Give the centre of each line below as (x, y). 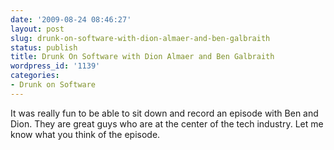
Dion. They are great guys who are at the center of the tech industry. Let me (167, 123)
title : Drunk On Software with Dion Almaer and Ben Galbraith (142, 57)
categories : (35, 76)
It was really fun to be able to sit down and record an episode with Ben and (164, 113)
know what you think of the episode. (85, 134)
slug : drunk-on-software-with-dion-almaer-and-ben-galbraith (140, 38)
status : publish (44, 47)
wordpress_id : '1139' (55, 66)
